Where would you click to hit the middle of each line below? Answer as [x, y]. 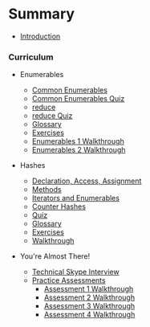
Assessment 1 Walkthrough [89, 289]
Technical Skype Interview [75, 272]
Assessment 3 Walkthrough [89, 306]
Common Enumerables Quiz [78, 99]
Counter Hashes [59, 206]
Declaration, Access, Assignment [87, 181]
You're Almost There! [55, 256]
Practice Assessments [69, 280]
